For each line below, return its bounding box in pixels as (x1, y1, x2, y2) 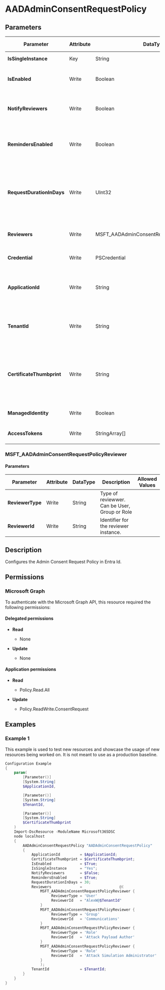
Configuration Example (5, 761, 52, 766)
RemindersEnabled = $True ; (31, 875, 98, 880)
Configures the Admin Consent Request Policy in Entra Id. (5, 559, 122, 565)
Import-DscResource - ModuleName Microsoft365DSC (14, 829, 115, 834)
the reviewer (100, 523, 129, 530)
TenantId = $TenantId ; (31, 967, 107, 972)
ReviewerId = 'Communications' (51, 916, 120, 921)
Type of (100, 490, 118, 497)
